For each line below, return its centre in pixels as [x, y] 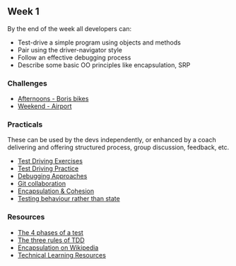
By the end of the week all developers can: [70, 28]
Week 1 [23, 12]
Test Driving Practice [48, 168]
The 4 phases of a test [50, 232]
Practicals [25, 125]
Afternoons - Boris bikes [53, 99]
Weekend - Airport [45, 106]
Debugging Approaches [52, 176]
